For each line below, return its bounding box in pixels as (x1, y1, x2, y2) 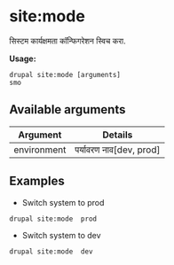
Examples (9, 174, 65, 189)
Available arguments (9, 102, 126, 117)
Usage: (9, 53, 37, 64)
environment (13, 144, 67, 156)
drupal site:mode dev (9, 246, 93, 256)
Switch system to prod (21, 197, 105, 207)
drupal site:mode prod (9, 214, 98, 223)
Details (102, 129, 133, 141)
